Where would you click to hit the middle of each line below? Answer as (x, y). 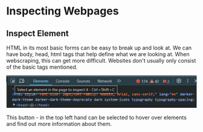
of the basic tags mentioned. (42, 67)
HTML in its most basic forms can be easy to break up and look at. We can (99, 48)
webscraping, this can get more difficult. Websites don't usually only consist (101, 61)
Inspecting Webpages (63, 11)
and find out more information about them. (59, 124)
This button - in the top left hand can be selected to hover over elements (97, 117)
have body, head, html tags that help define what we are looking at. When (98, 54)
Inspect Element (37, 33)
